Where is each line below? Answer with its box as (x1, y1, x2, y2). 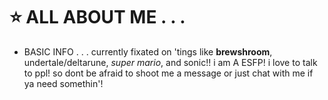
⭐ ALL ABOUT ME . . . (9, 6, 186, 29)
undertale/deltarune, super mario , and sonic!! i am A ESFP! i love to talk (23, 56, 318, 68)
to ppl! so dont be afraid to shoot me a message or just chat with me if (23, 67, 314, 79)
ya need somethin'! (23, 77, 104, 89)
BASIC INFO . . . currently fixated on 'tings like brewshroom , (23, 45, 273, 58)
